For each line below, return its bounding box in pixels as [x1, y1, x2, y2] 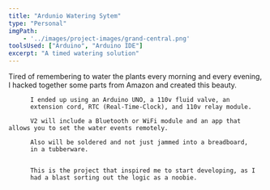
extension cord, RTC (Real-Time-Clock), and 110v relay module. [29, 103, 252, 111]
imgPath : [8, 27, 38, 35]
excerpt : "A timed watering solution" [8, 49, 139, 57]
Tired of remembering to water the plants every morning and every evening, [8, 72, 262, 81]
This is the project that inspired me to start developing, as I [29, 167, 255, 175]
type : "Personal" [8, 19, 67, 27]
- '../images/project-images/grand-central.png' [23, 34, 191, 43]
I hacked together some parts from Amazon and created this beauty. [8, 80, 238, 90]
